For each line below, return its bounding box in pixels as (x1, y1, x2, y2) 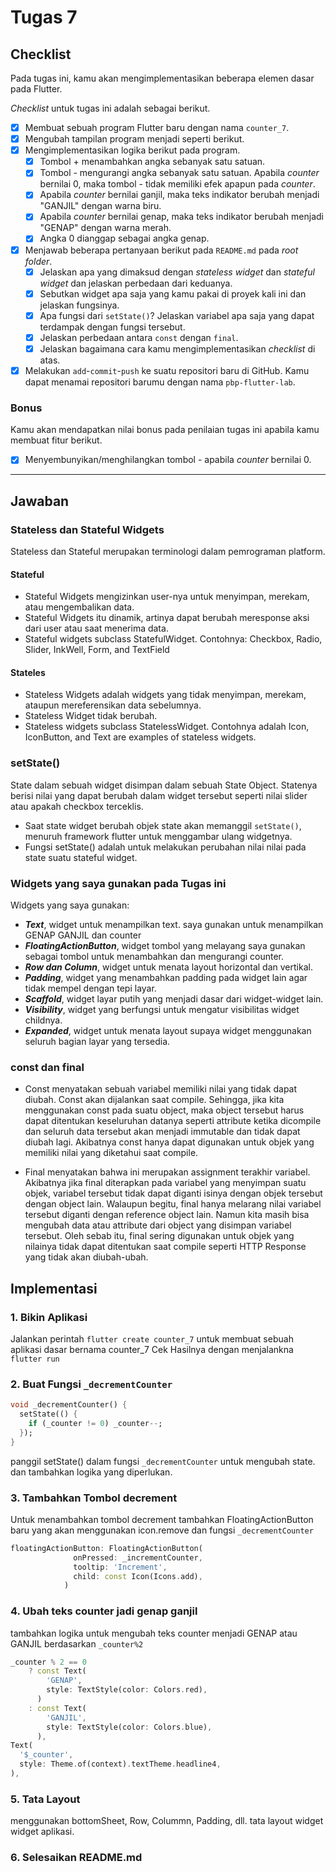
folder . (24, 255, 53, 267)
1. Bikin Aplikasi (10, 1310, 88, 1324)
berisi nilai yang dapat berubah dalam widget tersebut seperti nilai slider (10, 789, 308, 801)
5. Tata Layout (10, 1792, 81, 1806)
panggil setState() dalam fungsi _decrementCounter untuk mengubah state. (10, 1455, 316, 1467)
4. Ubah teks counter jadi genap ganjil (10, 1604, 198, 1618)
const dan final (10, 1060, 85, 1074)
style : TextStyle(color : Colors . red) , (46, 1685, 208, 1695)
